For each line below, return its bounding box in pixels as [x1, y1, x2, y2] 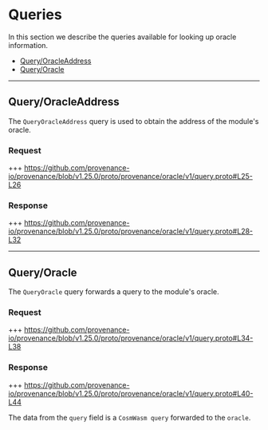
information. [8, 40, 49, 50]
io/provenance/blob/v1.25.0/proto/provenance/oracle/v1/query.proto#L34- [8, 333, 254, 343]
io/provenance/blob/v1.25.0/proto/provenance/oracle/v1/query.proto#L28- [8, 226, 254, 237]
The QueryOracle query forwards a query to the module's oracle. [8, 287, 219, 297]
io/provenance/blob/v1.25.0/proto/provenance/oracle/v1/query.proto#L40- [8, 388, 254, 398]
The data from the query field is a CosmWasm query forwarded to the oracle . [8, 412, 251, 422]
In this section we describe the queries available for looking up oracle [8, 32, 237, 42]
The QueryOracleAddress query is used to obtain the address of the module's [8, 116, 259, 125]
